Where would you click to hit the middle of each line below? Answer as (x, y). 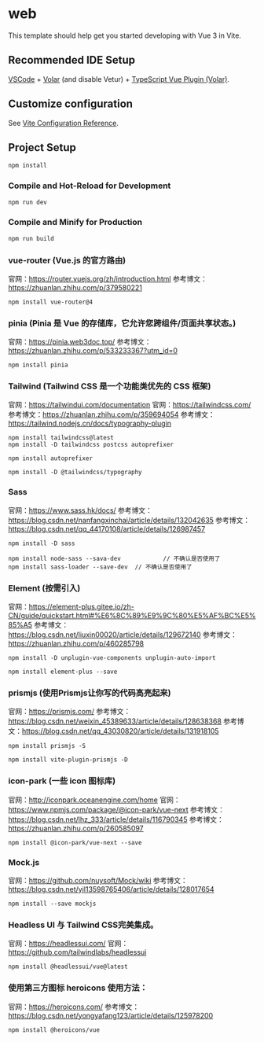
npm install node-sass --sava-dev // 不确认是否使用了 (114, 558)
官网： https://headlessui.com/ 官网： (68, 944)
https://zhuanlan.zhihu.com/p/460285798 (76, 644)
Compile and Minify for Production (75, 223)
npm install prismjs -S (47, 746)
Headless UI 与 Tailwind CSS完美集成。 (83, 925)
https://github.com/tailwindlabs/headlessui (77, 952)
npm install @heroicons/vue (54, 1030)
